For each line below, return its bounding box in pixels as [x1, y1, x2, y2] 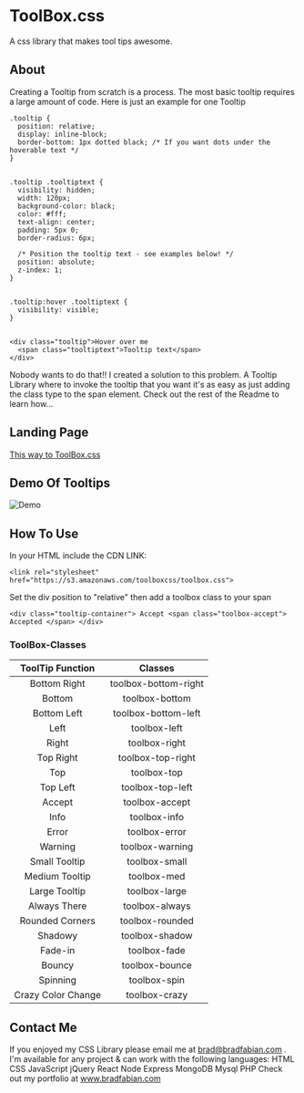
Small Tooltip [30, 855, 86, 868]
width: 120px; [17, 193, 71, 203]
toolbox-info [129, 811, 185, 824]
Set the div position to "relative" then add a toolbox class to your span [9, 592, 271, 603]
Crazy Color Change [14, 989, 102, 1002]
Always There [27, 900, 87, 912]
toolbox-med [128, 870, 186, 883]
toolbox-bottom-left [113, 707, 201, 720]
